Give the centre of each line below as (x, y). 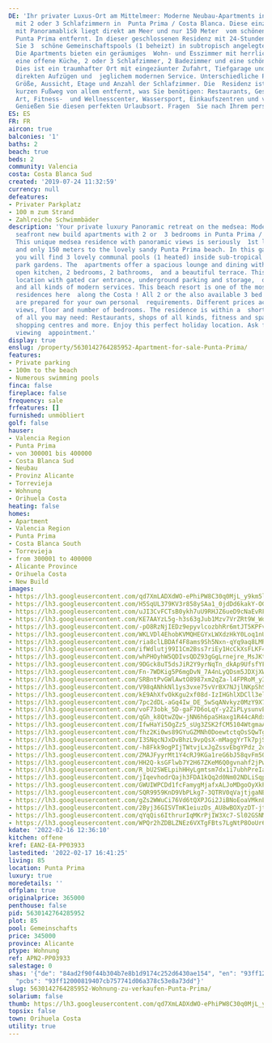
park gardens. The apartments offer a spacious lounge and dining (132, 264)
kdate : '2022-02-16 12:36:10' (59, 831)
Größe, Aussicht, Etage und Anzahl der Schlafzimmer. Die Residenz (134, 84)
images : (21, 589)
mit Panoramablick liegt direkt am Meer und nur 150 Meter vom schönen (141, 31)
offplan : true (32, 891)
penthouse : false (38, 906)
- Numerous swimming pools (54, 378)
